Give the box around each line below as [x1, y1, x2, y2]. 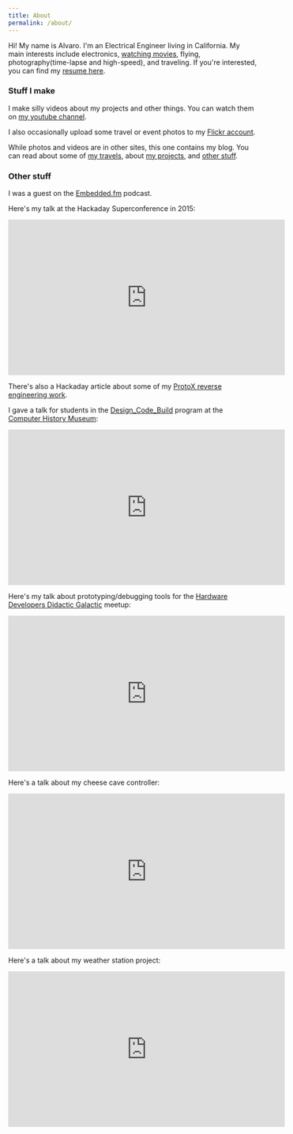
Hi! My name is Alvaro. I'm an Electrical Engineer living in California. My [8, 40, 241, 50]
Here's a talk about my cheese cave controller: [8, 778, 160, 787]
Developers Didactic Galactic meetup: [8, 600, 132, 609]
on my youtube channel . [8, 111, 87, 121]
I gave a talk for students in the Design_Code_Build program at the [8, 405, 224, 415]
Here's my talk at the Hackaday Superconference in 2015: [8, 204, 196, 213]
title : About [8, 11, 51, 20]
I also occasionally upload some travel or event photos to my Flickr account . [8, 127, 256, 137]
